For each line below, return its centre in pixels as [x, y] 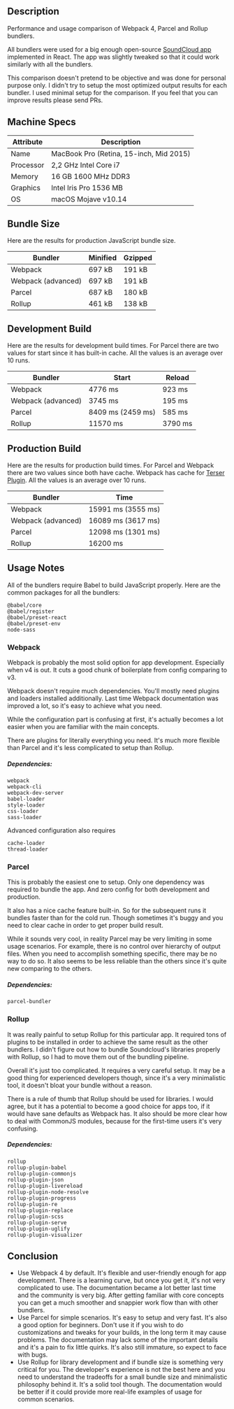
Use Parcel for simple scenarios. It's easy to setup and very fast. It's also [122, 1317]
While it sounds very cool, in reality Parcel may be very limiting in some [110, 939]
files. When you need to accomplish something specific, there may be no [112, 954]
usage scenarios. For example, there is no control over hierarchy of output [114, 947]
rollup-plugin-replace [40, 1210]
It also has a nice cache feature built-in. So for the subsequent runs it [107, 911]
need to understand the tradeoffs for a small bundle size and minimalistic [122, 1377]
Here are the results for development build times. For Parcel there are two [113, 346]
